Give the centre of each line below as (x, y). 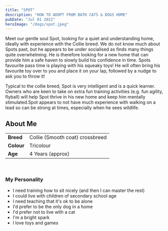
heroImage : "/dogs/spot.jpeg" (37, 24)
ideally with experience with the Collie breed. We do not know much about (83, 44)
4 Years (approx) (50, 154)
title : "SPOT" (20, 10)
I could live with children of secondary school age (65, 196)
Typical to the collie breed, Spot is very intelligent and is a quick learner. (80, 86)
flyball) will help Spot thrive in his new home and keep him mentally (75, 97)
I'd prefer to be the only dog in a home (53, 207)
